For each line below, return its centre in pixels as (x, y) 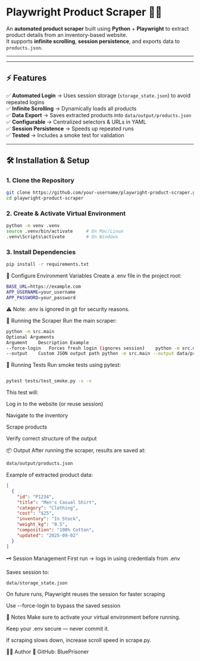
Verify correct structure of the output (51, 439)
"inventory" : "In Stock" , (49, 519)
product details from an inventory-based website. (67, 34)
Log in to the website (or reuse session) (55, 404)
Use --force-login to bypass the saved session (63, 606)
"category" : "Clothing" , (48, 508)
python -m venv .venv (33, 226)
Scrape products (27, 427)
